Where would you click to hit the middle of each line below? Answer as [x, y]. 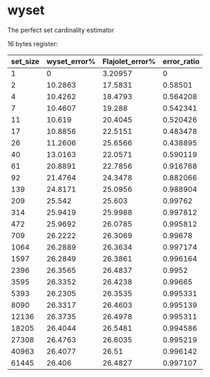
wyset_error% [71, 61]
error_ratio [181, 61]
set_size [25, 61]
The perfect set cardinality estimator [61, 30]
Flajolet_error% [129, 61]
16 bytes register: [33, 43]
